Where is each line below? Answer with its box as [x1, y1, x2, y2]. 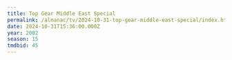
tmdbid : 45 [7, 42, 39, 49]
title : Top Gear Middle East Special [7, 10, 116, 17]
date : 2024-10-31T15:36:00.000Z [7, 23, 100, 30]
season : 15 [7, 36, 39, 43]
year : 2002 [7, 29, 39, 37]
